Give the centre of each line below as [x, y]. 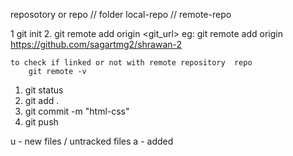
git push [41, 122]
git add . [42, 100]
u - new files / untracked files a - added [92, 141]
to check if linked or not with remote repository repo [131, 63]
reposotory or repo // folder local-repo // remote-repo [121, 14]
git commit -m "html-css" [77, 111]
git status [44, 90]
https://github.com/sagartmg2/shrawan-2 [96, 44]
